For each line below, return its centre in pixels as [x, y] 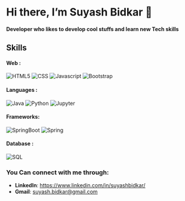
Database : [20, 144]
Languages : [22, 89]
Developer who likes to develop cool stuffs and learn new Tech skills [92, 29]
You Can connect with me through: [58, 172]
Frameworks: [23, 117]
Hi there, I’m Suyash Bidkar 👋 [79, 12]
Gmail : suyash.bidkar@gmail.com [56, 192]
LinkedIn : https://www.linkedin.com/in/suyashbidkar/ [80, 185]
